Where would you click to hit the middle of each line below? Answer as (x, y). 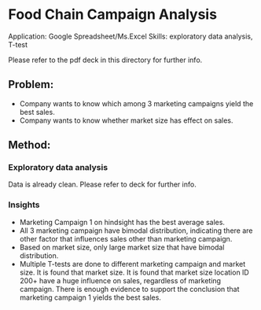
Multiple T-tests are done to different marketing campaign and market (132, 264)
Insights (24, 205)
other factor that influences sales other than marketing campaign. (126, 238)
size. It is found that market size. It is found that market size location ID (134, 272)
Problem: (31, 85)
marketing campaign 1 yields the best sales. (90, 297)
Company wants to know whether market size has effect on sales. (126, 120)
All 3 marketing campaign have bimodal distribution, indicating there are (136, 231)
